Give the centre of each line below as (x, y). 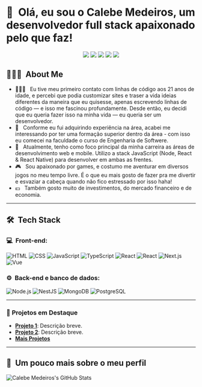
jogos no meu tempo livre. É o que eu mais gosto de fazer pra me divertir (105, 175)
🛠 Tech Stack (34, 220)
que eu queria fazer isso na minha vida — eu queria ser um (88, 115)
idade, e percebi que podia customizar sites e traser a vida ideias (96, 95)
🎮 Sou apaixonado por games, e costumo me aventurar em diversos (102, 166)
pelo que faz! (40, 38)
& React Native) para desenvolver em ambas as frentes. (84, 159)
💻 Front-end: (27, 241)
